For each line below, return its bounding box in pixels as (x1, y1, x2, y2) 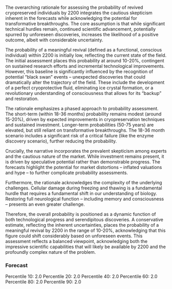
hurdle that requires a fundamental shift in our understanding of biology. (5, 190, 158, 196)
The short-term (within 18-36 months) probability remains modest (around (5, 111, 162, 117)
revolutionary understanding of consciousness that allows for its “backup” (5, 90, 162, 96)
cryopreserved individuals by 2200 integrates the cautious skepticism (5, 10, 153, 16)
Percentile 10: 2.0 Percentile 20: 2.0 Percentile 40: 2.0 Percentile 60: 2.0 (5, 273, 158, 280)
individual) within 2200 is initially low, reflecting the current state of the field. (5, 52, 167, 58)
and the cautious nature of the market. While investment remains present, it (5, 153, 164, 159)
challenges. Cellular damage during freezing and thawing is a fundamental (5, 185, 162, 191)
